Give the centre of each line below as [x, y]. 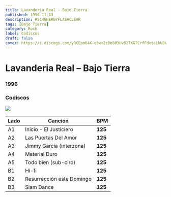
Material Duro [41, 154]
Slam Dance [40, 187]
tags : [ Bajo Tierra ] [27, 24]
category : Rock [21, 29]
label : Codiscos [22, 34]
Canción [58, 121]
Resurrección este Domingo [58, 179]
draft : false [19, 39]
